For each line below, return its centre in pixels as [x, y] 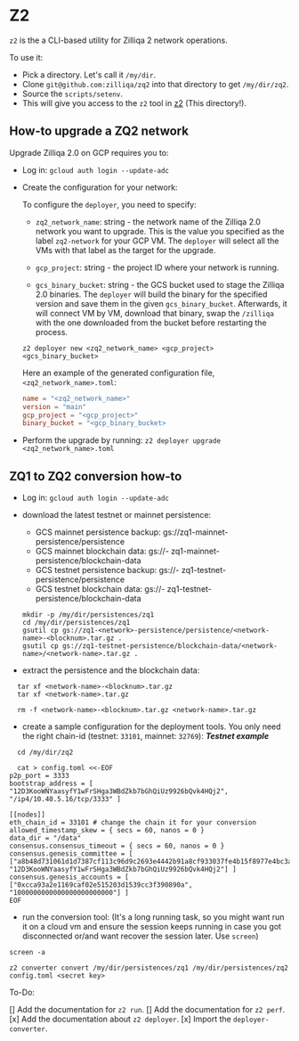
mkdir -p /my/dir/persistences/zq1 [88, 615]
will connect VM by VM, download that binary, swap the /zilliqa [154, 313]
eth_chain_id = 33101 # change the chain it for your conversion [133, 823]
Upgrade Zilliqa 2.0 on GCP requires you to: [89, 152]
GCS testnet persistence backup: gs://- [107, 570]
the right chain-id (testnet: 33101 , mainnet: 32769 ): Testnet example [145, 736]
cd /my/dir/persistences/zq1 [76, 623]
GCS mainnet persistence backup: [98, 532]
